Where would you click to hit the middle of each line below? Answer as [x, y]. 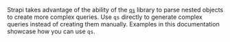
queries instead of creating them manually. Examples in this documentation [113, 24]
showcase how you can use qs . [51, 31]
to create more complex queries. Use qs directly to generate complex [105, 17]
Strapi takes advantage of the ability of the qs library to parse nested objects [115, 10]
